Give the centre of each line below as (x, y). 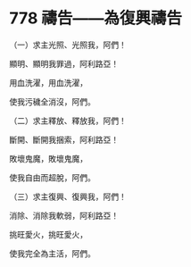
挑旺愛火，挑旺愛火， (48, 234)
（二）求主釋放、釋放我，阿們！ (68, 121)
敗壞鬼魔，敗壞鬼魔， (48, 158)
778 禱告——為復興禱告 (96, 18)
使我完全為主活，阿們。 (52, 253)
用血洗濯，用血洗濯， (48, 82)
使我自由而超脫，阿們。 (52, 177)
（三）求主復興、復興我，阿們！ (68, 196)
